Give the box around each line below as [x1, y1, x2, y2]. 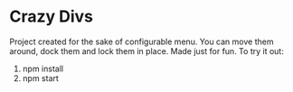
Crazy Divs [9, 6, 93, 27]
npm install [22, 63, 64, 74]
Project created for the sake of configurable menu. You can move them [9, 36, 274, 47]
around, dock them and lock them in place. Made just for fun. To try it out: [9, 45, 285, 56]
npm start [22, 72, 59, 83]
